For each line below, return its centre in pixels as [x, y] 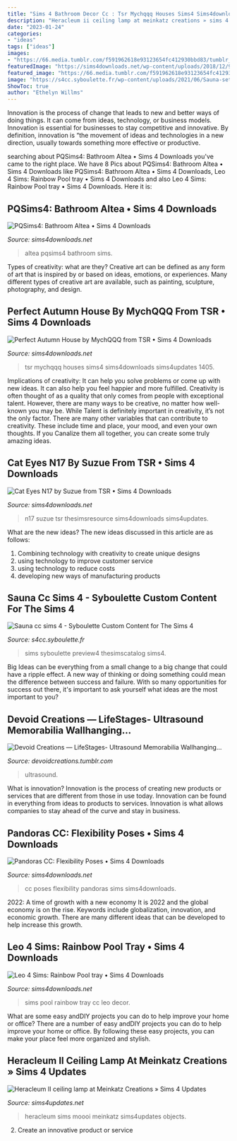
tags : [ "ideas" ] [31, 47]
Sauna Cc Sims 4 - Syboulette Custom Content [112, 598]
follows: [19, 539]
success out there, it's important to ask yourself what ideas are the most [113, 690]
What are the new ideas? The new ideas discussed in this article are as [110, 532]
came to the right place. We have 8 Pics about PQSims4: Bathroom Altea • [115, 164]
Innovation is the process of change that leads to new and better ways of [114, 113]
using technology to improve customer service [85, 561]
